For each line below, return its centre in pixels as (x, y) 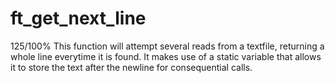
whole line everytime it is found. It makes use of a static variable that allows (166, 56)
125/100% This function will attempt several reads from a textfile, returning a (167, 46)
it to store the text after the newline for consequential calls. (131, 67)
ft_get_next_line (78, 18)
